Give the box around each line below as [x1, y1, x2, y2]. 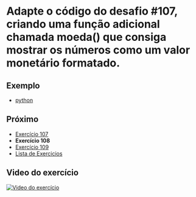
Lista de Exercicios [15, 149, 63, 157]
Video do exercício [6, 168, 79, 178]
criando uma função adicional [6, 17, 160, 31]
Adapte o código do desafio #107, [6, 4, 178, 18]
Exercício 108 [15, 137, 51, 144]
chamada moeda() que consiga [6, 30, 167, 44]
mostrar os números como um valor [6, 43, 191, 57]
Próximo [6, 114, 39, 124]
